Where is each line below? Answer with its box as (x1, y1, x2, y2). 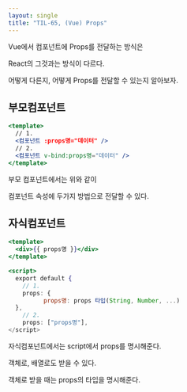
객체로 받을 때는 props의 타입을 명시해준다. (8, 375, 140, 384)
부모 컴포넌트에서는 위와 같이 (8, 174, 97, 184)
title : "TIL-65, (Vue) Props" (8, 19, 108, 27)
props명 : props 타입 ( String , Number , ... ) (43, 296, 180, 305)
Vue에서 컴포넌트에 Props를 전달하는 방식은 (8, 41, 144, 51)
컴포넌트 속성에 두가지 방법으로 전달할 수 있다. (8, 191, 150, 200)
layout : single (8, 11, 58, 20)
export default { (15, 274, 73, 282)
